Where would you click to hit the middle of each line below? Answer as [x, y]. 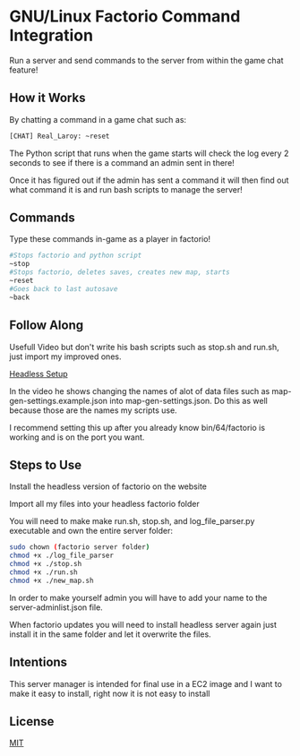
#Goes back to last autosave [64, 288]
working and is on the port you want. [77, 437]
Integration [51, 35]
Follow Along [46, 326]
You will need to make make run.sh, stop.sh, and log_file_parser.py [132, 521]
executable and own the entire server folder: [91, 531]
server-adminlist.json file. [56, 607]
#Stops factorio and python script [76, 256]
